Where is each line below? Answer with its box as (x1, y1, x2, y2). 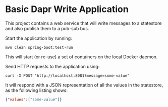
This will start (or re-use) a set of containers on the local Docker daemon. (5, 54, 158, 60)
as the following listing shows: (5, 87, 68, 93)
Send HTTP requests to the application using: (5, 63, 100, 69)
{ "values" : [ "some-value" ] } (5, 97, 62, 102)
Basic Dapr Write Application (5, 4, 129, 15)
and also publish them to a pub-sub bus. (5, 25, 89, 31)
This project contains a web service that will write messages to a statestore (5, 20, 162, 26)
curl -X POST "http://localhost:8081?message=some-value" (5, 73, 130, 78)
